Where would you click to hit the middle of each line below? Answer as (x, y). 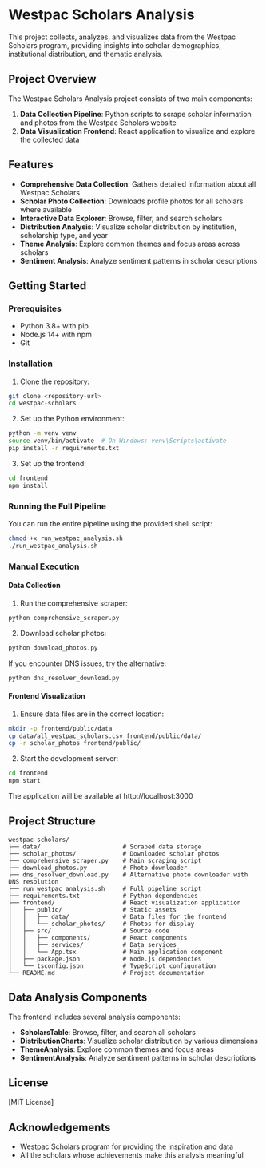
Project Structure (52, 822)
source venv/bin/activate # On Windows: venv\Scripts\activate (117, 441)
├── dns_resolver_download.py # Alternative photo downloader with (128, 875)
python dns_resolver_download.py (64, 678)
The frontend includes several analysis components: (95, 1017)
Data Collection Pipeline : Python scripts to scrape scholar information (135, 114)
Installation (31, 364)
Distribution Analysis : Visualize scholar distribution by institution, (128, 227)
